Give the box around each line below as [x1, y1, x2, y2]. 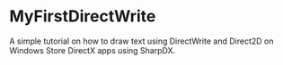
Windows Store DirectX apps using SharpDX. [9, 45, 176, 55]
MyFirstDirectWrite [9, 6, 156, 27]
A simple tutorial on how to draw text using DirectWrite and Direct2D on [9, 36, 274, 46]
